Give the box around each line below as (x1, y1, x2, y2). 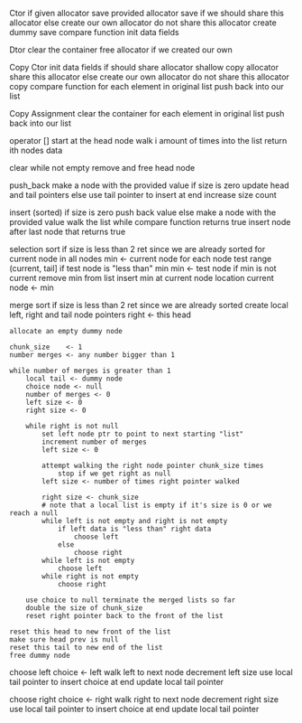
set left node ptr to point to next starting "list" (41, 429, 244, 438)
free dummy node (9, 651, 70, 660)
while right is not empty (41, 572, 140, 581)
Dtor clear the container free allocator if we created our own (9, 44, 233, 55)
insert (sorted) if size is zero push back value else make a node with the (9, 207, 277, 218)
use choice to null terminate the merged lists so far (25, 596, 236, 605)
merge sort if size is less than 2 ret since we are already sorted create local (9, 300, 288, 310)
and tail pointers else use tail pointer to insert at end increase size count (9, 190, 277, 200)
